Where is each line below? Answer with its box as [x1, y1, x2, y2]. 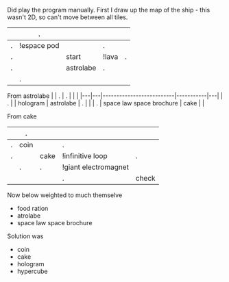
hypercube [16, 267, 48, 275]
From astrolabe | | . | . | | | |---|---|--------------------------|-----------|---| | [7, 92, 223, 100]
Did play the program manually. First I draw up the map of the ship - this [7, 6, 210, 14]
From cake [7, 112, 38, 120]
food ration [16, 205, 49, 212]
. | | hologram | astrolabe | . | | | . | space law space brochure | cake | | [7, 99, 204, 107]
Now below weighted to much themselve [7, 191, 123, 199]
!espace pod [19, 41, 60, 50]
